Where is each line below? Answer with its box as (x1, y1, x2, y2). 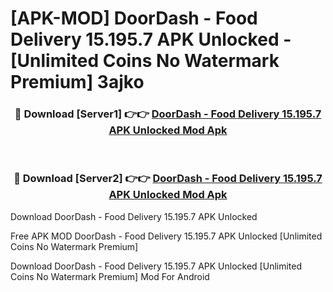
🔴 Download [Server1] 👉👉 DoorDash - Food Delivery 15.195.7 (14, 107, 322, 121)
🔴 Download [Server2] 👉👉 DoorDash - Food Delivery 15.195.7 (13, 172, 323, 186)
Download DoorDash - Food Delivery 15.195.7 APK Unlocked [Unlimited (10, 260, 303, 272)
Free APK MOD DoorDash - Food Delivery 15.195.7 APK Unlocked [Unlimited (10, 230, 323, 242)
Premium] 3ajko (10, 71, 145, 94)
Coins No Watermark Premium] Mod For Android (10, 270, 210, 282)
